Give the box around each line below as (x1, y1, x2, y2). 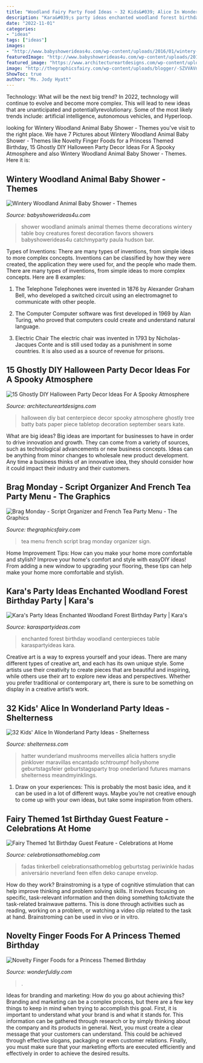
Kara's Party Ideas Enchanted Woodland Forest (6, 586, 188, 596)
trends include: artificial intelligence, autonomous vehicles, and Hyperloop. (6, 113, 193, 120)
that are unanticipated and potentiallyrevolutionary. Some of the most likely (6, 106, 193, 113)
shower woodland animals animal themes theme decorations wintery (21, 223, 192, 230)
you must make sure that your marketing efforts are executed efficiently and (6, 1043, 196, 1050)
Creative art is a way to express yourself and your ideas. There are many (6, 653, 187, 661)
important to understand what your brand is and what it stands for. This (6, 1011, 184, 1018)
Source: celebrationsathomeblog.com (6, 851, 101, 858)
